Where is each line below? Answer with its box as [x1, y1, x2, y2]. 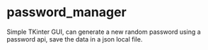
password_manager [6, 4, 127, 20]
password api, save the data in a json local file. [6, 35, 143, 43]
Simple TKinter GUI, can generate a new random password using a [6, 27, 201, 36]
